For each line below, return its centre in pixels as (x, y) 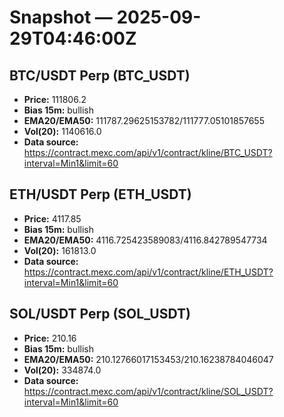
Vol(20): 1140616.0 (62, 131)
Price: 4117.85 (52, 218)
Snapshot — (61, 17)
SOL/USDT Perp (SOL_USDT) (100, 314)
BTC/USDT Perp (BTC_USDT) (100, 75)
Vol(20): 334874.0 (62, 370)
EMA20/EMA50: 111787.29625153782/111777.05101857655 (144, 120)
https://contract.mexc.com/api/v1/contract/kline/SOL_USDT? (148, 391)
